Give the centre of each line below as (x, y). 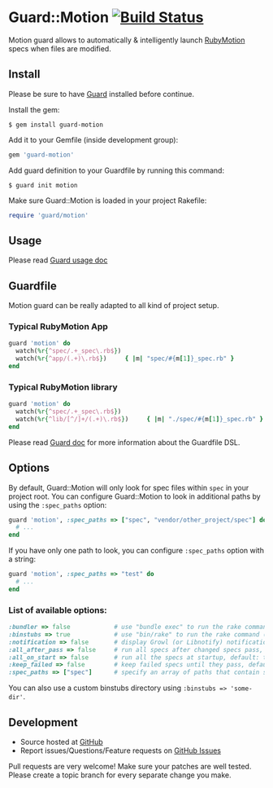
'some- (242, 689)
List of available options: (58, 610)
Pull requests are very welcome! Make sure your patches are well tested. (130, 767)
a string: (22, 559)
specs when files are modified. (60, 48)
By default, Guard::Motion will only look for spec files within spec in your (129, 487)
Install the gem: (34, 109)
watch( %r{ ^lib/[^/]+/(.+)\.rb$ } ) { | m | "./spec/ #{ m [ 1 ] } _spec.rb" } (140, 419)
